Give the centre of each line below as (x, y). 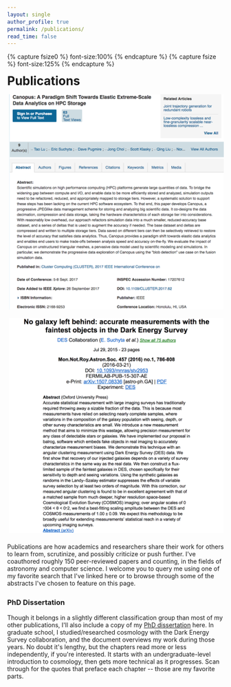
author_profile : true (38, 22)
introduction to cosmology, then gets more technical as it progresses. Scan (113, 662)
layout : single (29, 14)
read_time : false (32, 36)
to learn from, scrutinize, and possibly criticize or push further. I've (101, 554)
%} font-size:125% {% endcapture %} (61, 64)
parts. (15, 676)
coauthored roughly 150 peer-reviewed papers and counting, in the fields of (114, 562)
